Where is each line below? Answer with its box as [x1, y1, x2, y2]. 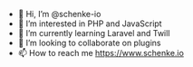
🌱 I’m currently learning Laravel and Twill [17, 28, 170, 38]
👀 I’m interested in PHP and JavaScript [17, 18, 162, 29]
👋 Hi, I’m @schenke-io [17, 9, 101, 19]
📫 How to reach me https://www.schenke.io [17, 48, 184, 58]
